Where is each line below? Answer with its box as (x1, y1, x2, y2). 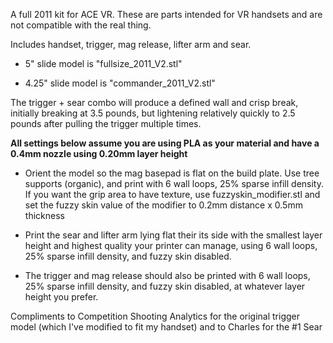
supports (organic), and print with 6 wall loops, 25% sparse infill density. (24, 178, 325, 189)
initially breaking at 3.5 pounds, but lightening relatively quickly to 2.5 (10, 107, 296, 119)
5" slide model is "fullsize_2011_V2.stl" (24, 58, 183, 69)
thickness (24, 210, 65, 221)
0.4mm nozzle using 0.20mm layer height (10, 148, 188, 159)
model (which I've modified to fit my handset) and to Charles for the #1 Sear (10, 321, 323, 333)
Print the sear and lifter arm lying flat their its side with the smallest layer (24, 229, 323, 241)
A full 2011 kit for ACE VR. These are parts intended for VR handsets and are (10, 9, 323, 20)
